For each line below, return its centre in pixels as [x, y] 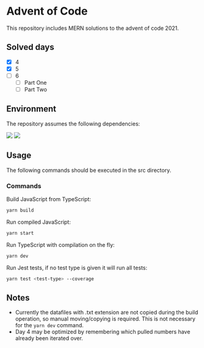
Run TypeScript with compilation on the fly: [60, 244]
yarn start [20, 233]
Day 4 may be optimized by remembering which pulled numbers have [103, 332]
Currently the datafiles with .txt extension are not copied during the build [107, 313]
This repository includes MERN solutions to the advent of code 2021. [93, 28]
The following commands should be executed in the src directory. [89, 170]
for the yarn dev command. [49, 325]
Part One [35, 82]
